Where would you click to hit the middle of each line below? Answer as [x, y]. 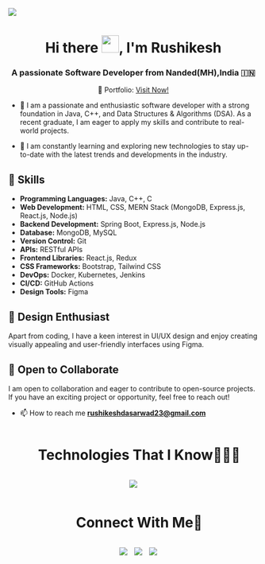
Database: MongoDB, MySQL [68, 233]
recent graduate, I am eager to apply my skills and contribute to [123, 123]
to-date [32, 154]
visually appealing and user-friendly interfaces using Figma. [106, 344]
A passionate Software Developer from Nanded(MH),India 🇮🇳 [133, 73]
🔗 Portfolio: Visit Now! [133, 90]
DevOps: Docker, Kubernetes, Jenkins [82, 275]
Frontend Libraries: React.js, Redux [78, 258]
